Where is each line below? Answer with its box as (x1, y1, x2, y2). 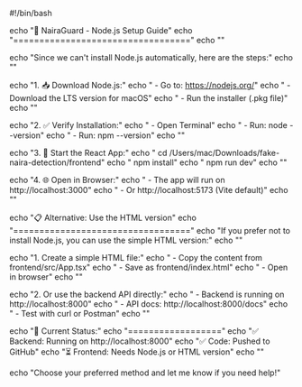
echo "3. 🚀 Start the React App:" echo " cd (9, 148, 168, 158)
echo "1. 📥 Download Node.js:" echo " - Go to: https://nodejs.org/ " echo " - (9, 80, 291, 90)
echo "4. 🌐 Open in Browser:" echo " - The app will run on (9, 175, 225, 185)
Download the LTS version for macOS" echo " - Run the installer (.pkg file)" (9, 93, 288, 103)
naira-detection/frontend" (9, 157, 105, 168)
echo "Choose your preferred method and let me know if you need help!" (9, 367, 281, 378)
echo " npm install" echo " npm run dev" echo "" (106, 157, 288, 168)
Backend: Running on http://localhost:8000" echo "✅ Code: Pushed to (9, 336, 270, 346)
